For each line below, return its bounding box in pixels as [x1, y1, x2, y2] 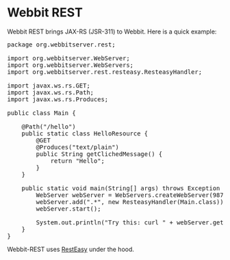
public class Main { [7, 109, 77, 117]
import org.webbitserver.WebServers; [7, 61, 134, 69]
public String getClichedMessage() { [36, 150, 163, 158]
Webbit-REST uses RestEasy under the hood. [7, 245, 135, 253]
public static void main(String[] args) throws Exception [21, 184, 220, 192]
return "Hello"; [50, 157, 105, 165]
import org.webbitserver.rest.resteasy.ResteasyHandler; [7, 68, 203, 76]
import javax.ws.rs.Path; [7, 88, 94, 96]
